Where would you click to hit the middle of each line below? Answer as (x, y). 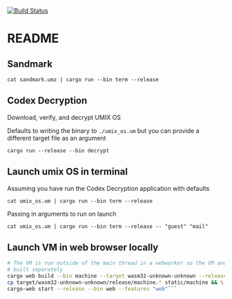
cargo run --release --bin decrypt (58, 151)
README (33, 39)
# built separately (35, 270)
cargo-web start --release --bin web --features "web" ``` (92, 289)
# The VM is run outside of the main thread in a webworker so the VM (111, 263)
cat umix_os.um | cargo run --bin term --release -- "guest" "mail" (108, 226)
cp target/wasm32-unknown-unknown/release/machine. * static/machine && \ (116, 282)
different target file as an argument (57, 138)
